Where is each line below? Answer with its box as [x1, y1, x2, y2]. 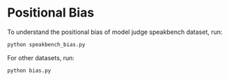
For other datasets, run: [7, 53, 75, 62]
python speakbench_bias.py [7, 41, 86, 48]
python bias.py [7, 67, 52, 74]
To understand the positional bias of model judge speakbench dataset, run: [7, 28, 223, 36]
